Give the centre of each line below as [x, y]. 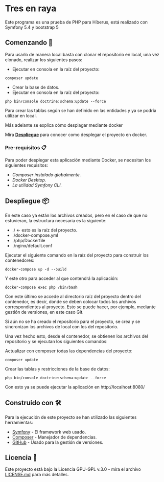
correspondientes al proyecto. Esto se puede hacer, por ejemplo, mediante [80, 307]
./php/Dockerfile [29, 240]
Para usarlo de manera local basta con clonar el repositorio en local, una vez [82, 54]
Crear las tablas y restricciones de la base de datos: [58, 369]
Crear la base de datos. [36, 87]
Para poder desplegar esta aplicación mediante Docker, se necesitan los [78, 160]
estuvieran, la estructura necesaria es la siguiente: [56, 220]
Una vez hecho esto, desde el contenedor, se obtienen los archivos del [77, 336]
